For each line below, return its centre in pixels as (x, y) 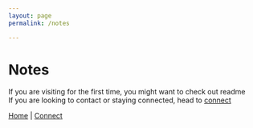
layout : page (30, 16)
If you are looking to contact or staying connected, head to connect (120, 100)
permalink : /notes (39, 23)
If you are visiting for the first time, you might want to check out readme (127, 92)
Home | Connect (35, 116)
